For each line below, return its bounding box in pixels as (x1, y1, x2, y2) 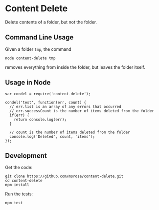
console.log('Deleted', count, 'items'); (9, 134, 95, 139)
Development (5, 151, 47, 160)
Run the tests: (5, 191, 33, 197)
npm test (5, 201, 23, 206)
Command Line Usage (5, 33, 74, 42)
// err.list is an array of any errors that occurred (9, 104, 121, 109)
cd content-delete (5, 178, 43, 183)
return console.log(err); (14, 117, 67, 122)
